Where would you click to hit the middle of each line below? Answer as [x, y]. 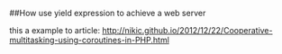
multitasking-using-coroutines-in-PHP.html [89, 40]
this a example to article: [55, 30]
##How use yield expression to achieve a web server [108, 13]
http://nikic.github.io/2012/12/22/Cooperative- [187, 30]
